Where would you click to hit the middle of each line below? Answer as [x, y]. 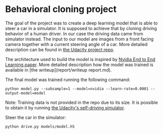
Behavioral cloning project [61, 9]
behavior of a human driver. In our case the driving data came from [74, 33]
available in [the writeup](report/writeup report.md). [58, 70]
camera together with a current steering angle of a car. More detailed [76, 44]
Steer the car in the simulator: [36, 117]
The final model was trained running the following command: [68, 79]
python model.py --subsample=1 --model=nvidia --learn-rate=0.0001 [77, 88]
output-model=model [25, 93]
